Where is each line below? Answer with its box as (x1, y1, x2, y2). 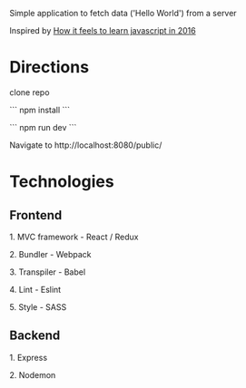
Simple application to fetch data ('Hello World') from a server (9, 8, 238, 18)
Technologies (9, 171, 115, 192)
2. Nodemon (9, 369, 56, 380)
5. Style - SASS (9, 301, 67, 312)
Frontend (9, 208, 63, 223)
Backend (9, 328, 61, 344)
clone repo (9, 86, 50, 98)
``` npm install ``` (9, 104, 71, 115)
